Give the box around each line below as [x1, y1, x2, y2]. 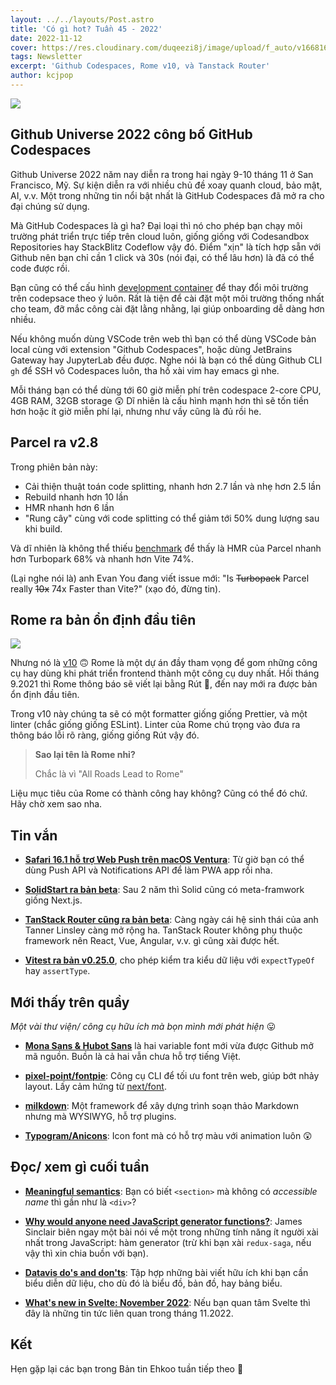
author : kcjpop [10, 71, 74, 81]
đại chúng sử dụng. [10, 200, 90, 212]
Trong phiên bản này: [10, 461, 98, 473]
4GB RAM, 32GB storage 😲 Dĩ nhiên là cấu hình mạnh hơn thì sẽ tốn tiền [10, 394, 310, 406]
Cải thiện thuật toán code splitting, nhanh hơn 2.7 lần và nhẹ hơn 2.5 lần [24, 480, 322, 492]
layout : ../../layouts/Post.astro [10, 14, 155, 25]
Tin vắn [10, 827, 58, 844]
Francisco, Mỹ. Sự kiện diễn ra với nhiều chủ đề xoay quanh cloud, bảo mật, [10, 179, 323, 191]
